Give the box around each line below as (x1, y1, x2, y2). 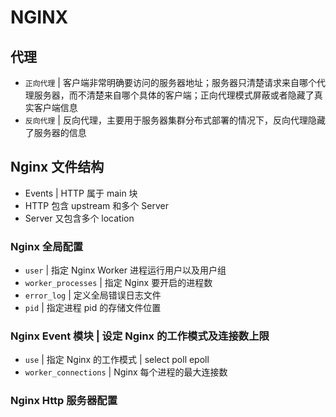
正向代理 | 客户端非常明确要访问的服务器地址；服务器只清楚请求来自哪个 (24, 77, 317, 88)
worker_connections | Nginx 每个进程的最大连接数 (24, 366, 228, 378)
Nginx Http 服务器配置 (10, 394, 118, 408)
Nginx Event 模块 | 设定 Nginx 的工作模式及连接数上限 (10, 329, 270, 343)
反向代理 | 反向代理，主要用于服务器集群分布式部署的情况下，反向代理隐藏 (24, 114, 326, 126)
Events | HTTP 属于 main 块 (24, 187, 138, 199)
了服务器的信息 (24, 127, 87, 138)
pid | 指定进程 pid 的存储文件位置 (24, 302, 162, 314)
